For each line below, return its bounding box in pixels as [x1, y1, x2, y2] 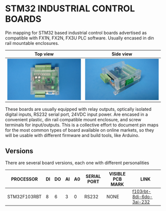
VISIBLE [109, 171, 126, 176]
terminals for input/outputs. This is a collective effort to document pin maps [5, 122, 159, 128]
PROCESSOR [11, 176, 38, 182]
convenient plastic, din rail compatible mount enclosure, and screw [5, 117, 142, 123]
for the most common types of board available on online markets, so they [5, 127, 154, 133]
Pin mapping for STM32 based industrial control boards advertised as [5, 30, 147, 35]
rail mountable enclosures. [5, 40, 59, 46]
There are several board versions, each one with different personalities [5, 160, 149, 166]
